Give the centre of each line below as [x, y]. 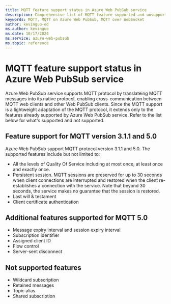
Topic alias [24, 291]
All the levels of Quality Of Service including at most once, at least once [88, 164]
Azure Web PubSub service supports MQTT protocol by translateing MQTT [84, 93]
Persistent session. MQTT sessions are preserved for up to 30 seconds [87, 175]
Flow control [26, 246]
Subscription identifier [36, 235]
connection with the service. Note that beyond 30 [94, 185]
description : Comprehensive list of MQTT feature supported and [75, 15]
